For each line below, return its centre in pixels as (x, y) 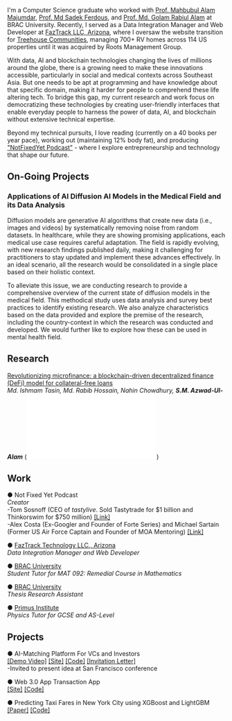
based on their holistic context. (51, 272)
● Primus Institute (33, 608)
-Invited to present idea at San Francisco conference (82, 668)
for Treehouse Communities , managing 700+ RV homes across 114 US (107, 40)
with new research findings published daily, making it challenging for (105, 250)
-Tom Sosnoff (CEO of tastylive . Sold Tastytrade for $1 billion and (100, 510)
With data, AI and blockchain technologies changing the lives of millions (110, 60)
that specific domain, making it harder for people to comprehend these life (113, 90)
